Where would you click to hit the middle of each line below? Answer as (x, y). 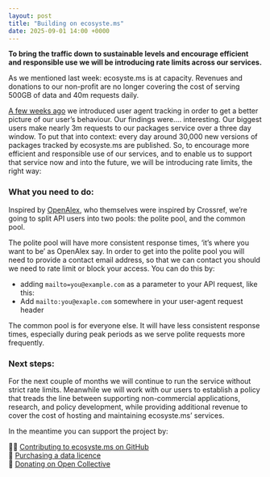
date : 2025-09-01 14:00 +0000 (59, 31)
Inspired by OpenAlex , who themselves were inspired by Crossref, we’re (128, 209)
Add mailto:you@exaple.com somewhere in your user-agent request (131, 301)
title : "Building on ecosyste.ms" (66, 23)
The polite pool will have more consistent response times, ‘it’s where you (129, 243)
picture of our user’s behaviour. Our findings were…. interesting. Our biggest (135, 120)
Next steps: (31, 363)
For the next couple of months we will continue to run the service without (130, 381)
